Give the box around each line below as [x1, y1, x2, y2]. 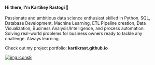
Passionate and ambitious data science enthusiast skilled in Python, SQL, [5, 15, 151, 21]
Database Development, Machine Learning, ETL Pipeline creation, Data [5, 20, 146, 26]
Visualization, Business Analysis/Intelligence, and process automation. [5, 25, 145, 32]
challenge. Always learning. [5, 36, 60, 42]
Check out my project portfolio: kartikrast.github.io [5, 45, 108, 51]
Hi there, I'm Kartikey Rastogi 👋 [5, 4, 69, 10]
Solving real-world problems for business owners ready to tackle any [5, 31, 142, 36]
